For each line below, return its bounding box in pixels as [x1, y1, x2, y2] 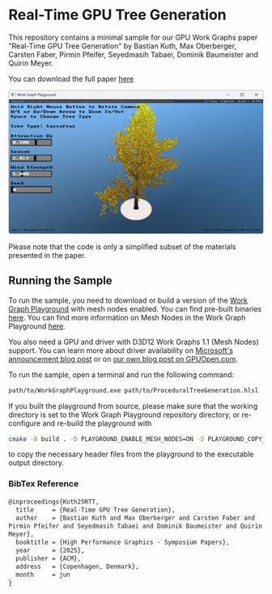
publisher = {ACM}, [15, 554, 82, 562]
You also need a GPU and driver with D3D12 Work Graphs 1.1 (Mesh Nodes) [8, 337, 259, 346]
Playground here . [8, 321, 66, 331]
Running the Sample [8, 274, 113, 288]
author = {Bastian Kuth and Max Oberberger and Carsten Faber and [15, 514, 255, 522]
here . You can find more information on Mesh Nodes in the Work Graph [8, 312, 246, 322]
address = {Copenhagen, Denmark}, [15, 562, 139, 571]
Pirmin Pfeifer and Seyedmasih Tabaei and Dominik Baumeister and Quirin [8, 522, 263, 530]
